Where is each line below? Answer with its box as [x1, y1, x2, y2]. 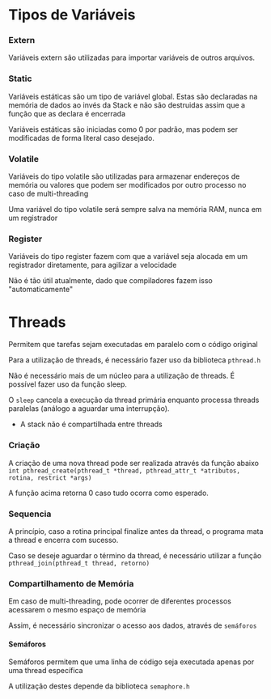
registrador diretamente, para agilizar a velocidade [8, 261, 177, 270]
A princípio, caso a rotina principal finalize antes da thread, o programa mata [8, 526, 264, 536]
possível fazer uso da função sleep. [8, 379, 128, 389]
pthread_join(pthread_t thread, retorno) [8, 559, 150, 567]
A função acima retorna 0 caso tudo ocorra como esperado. [8, 488, 209, 498]
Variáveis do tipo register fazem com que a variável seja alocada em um [8, 252, 248, 261]
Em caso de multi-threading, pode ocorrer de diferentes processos [8, 596, 232, 606]
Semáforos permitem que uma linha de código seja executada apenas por [8, 657, 255, 667]
